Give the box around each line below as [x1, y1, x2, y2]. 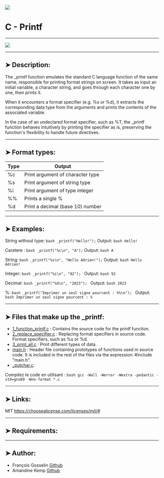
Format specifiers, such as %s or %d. [12, 336, 88, 342]
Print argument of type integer [24, 187, 94, 194]
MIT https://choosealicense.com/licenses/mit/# [5, 408, 101, 414]
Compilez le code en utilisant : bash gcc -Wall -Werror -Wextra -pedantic [5, 372, 155, 378]
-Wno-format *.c [26, 377, 60, 382]
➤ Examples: [5, 225, 45, 233]
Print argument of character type [24, 171, 100, 178]
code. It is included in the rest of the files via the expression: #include [12, 352, 152, 358]
